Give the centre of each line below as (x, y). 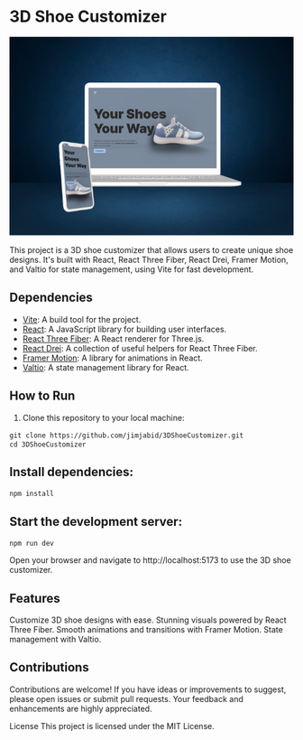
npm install (32, 494)
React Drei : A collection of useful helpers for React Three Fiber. (140, 348)
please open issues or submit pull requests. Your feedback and (126, 698)
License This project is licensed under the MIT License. (112, 726)
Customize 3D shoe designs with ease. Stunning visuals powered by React (148, 620)
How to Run (42, 396)
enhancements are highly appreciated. (81, 708)
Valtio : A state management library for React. (106, 367)
